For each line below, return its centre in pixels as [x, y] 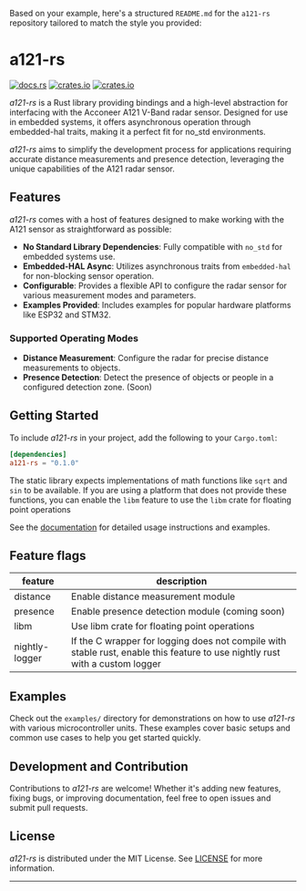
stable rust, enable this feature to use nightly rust [176, 653]
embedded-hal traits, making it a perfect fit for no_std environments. [138, 131]
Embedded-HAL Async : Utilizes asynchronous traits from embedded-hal [157, 266]
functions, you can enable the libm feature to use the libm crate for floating [150, 500]
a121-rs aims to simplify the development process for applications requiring [150, 149]
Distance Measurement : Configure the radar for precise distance [145, 358]
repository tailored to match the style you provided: [106, 23]
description [182, 581]
